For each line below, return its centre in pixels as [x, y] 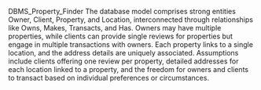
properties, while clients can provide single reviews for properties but [121, 36]
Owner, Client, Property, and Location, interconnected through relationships [131, 20]
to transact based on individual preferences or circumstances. [109, 78]
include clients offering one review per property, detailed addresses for [123, 61]
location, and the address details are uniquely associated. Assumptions [123, 53]
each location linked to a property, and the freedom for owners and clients [129, 69]
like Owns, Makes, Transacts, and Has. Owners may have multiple [115, 28]
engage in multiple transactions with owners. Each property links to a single [131, 45]
